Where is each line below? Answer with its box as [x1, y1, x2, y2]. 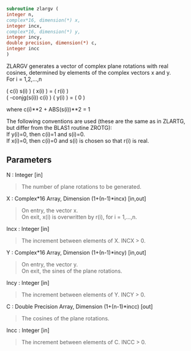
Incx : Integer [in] [6, 225, 50, 232]
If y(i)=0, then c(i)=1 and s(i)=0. [6, 130, 86, 138]
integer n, [6, 11, 34, 18]
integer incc [6, 46, 40, 52]
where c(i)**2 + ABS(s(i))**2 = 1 [6, 105, 91, 113]
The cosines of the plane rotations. [21, 314, 110, 322]
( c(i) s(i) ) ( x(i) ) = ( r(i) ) [6, 87, 69, 94]
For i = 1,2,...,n [6, 75, 42, 83]
